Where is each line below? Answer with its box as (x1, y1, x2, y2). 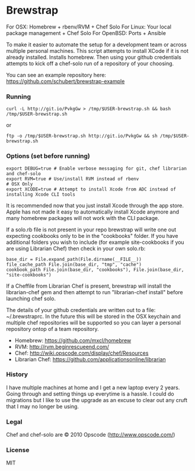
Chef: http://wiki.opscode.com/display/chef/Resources (14, 349, 149, 357)
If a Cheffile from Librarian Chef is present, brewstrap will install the (6, 282, 171, 289)
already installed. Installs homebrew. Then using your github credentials (6, 53, 182, 61)
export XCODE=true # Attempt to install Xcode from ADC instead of (6, 186, 177, 192)
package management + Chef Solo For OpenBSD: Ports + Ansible (6, 29, 166, 36)
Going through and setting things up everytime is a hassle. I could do (6, 390, 174, 397)
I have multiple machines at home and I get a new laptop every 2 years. (6, 384, 180, 391)
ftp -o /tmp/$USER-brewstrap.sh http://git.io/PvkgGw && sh (6, 133, 158, 139)
